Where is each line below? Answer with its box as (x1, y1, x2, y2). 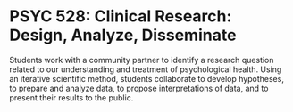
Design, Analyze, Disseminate (9, 25, 237, 45)
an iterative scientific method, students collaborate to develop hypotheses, (9, 73, 284, 84)
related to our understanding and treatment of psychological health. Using (9, 64, 282, 75)
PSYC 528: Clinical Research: (9, 6, 232, 27)
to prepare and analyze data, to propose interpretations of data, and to (9, 83, 269, 93)
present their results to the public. (9, 92, 134, 103)
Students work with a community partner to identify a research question (9, 54, 274, 65)
